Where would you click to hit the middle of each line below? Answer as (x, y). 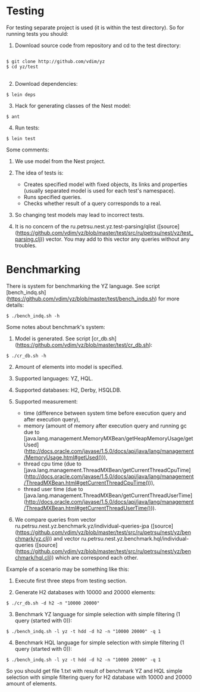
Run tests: (27, 128)
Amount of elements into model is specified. (69, 367)
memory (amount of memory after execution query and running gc (105, 426)
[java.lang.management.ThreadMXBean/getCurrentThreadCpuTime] (107, 470)
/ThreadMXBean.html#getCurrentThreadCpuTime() (87, 482)
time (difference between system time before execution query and (105, 413)
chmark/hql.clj (32, 557)
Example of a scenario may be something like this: (68, 569)
